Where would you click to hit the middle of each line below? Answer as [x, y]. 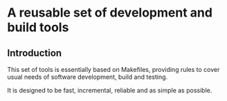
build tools [38, 27]
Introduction [35, 53]
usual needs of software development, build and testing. [88, 77]
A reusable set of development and [110, 13]
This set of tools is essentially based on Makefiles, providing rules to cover [113, 70]
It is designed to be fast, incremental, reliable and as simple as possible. [110, 90]
